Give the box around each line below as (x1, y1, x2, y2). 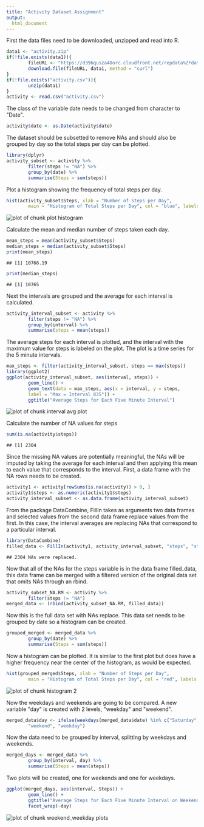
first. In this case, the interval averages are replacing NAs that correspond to (6, 519, 198, 526)
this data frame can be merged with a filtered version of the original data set (6, 571, 197, 578)
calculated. (6, 298, 35, 306)
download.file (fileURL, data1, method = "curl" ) (28, 66, 154, 72)
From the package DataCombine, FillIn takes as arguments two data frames (6, 506, 195, 513)
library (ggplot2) (6, 369, 50, 375)
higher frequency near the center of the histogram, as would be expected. (6, 659, 192, 666)
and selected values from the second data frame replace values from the (6, 513, 189, 520)
